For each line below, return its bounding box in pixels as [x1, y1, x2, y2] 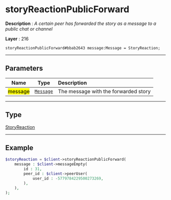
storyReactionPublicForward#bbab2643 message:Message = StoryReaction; [5, 45, 160, 50]
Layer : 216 [5, 36, 29, 42]
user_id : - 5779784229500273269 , [32, 176, 103, 181]
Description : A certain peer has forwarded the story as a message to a [5, 20, 157, 26]
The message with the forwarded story [58, 88, 151, 95]
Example [5, 144, 34, 152]
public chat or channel [5, 25, 53, 32]
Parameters [5, 64, 43, 73]
